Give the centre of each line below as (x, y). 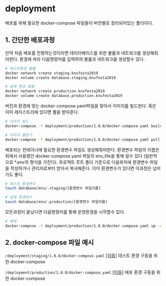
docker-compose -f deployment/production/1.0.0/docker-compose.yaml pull (83, 140)
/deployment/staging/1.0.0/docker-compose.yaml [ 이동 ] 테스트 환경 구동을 (79, 255)
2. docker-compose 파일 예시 (49, 243)
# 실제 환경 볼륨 (20, 87)
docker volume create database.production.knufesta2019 (64, 96)
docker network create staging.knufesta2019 (52, 73)
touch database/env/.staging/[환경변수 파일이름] (53, 189)
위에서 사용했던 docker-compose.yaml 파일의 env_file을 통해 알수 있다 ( (75, 156)
